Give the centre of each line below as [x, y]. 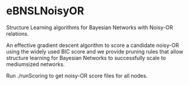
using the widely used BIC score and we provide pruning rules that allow [95, 51]
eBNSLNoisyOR [45, 11]
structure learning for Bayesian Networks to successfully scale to [86, 58]
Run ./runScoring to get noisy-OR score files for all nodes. [77, 75]
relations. [18, 33]
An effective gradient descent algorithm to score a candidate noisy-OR [93, 45]
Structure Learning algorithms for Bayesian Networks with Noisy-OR [90, 27]
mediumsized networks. [36, 64]
